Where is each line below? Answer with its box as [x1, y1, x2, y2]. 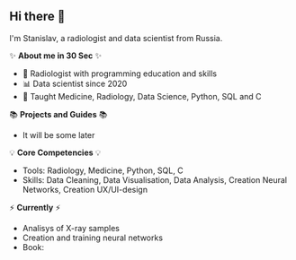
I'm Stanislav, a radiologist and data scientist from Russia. [9, 32, 223, 43]
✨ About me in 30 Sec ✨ [9, 50, 102, 61]
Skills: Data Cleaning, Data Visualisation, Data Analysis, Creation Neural [22, 174, 288, 185]
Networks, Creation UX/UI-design [22, 184, 148, 195]
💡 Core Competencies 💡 [9, 147, 102, 158]
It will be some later [22, 129, 95, 140]
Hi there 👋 [9, 9, 66, 24]
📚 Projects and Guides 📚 [9, 108, 108, 119]
